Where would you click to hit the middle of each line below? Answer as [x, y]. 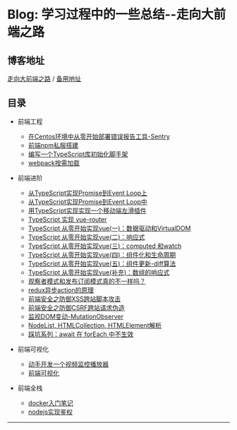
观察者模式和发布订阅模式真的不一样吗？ [87, 281]
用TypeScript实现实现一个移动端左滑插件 [87, 210]
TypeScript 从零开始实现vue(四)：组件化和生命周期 [102, 254]
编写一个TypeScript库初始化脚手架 [78, 154]
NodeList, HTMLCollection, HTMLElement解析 [95, 325]
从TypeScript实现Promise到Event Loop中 [88, 201]
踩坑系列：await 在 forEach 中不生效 [81, 334]
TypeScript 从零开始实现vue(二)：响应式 [86, 237]
